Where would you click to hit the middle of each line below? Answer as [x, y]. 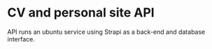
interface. [21, 39]
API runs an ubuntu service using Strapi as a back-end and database [106, 32]
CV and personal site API [81, 13]
